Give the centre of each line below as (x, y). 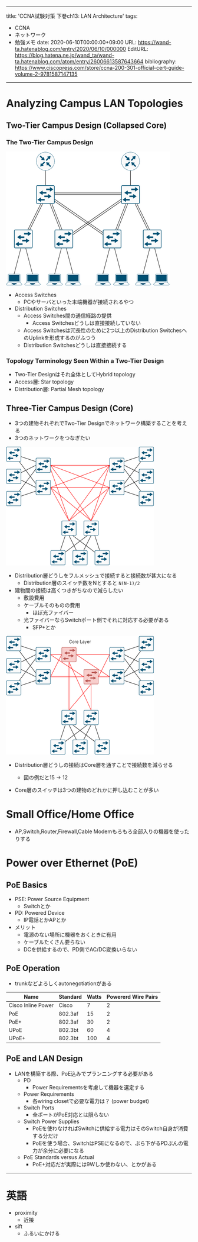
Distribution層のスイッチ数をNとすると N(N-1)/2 (82, 583)
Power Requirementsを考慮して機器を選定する (88, 1087)
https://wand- (154, 42)
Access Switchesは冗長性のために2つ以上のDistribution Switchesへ (105, 330)
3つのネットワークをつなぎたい (52, 438)
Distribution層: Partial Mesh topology (59, 389)
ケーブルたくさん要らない (54, 942)
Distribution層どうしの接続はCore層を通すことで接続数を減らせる (94, 764)
